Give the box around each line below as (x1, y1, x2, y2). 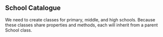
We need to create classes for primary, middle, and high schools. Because (5, 17, 156, 22)
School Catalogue (5, 4, 61, 12)
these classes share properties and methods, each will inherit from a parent (5, 22, 158, 28)
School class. (5, 27, 32, 33)
